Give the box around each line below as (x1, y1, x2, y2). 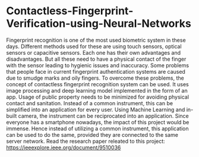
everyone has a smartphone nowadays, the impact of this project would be (6, 118, 189, 125)
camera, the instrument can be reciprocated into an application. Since (18, 112, 189, 120)
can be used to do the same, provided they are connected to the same (6, 131, 178, 138)
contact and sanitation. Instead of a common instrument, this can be (6, 99, 173, 106)
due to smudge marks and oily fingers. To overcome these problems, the (6, 74, 184, 81)
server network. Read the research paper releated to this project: (6, 137, 165, 145)
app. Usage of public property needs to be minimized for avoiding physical (6, 93, 189, 101)
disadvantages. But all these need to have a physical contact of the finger (6, 55, 187, 62)
